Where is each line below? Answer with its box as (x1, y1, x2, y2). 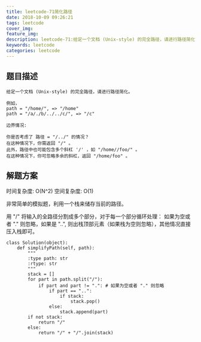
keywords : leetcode (6, 42, 55, 48)
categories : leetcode (6, 48, 60, 54)
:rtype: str (28, 261, 58, 267)
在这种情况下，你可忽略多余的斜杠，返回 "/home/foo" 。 (6, 153, 130, 159)
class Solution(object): (6, 240, 68, 246)
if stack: (59, 294, 84, 300)
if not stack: (28, 314, 63, 320)
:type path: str (28, 255, 68, 262)
